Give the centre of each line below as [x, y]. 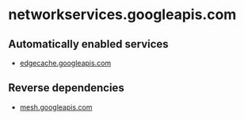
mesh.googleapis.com [56, 107]
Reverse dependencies [66, 88]
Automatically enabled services [88, 44]
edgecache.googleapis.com [65, 63]
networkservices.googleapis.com [122, 15]
